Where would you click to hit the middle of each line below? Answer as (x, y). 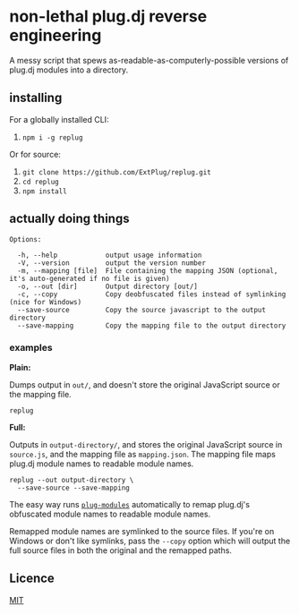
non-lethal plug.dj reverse (108, 17)
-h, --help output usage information (110, 255)
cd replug (41, 182)
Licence (32, 579)
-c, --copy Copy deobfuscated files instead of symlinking (152, 294)
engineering (56, 35)
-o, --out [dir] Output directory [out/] (108, 286)
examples (31, 348)
